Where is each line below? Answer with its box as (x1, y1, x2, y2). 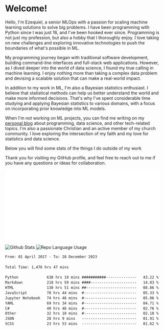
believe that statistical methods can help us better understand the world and (5, 90, 159, 96)
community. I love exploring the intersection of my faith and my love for (5, 131, 149, 136)
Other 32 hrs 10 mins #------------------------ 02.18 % (5, 311, 159, 316)
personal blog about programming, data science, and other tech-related (5, 120, 150, 126)
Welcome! (5, 3, 47, 14)
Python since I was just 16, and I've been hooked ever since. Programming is (5, 29, 160, 35)
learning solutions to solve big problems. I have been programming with (5, 24, 150, 30)
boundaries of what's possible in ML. (5, 45, 80, 51)
